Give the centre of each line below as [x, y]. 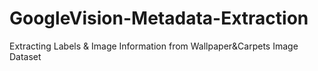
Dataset [25, 56]
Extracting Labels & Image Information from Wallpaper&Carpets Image [154, 46]
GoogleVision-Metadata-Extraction [159, 18]
